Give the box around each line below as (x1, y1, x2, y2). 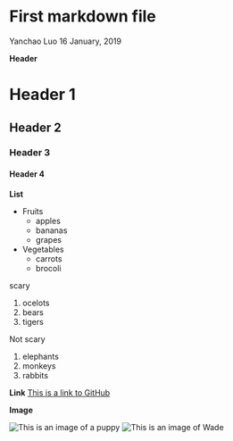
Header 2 (9, 120, 62, 135)
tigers (21, 316, 45, 327)
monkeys (21, 360, 56, 371)
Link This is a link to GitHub (9, 387, 111, 398)
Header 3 (9, 146, 51, 159)
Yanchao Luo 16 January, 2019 (9, 36, 122, 46)
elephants (21, 351, 60, 362)
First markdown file (9, 6, 156, 27)
